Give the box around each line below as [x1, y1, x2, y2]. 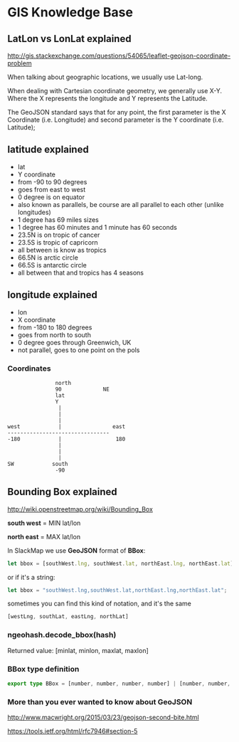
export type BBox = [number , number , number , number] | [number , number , [7, 680, 231, 687]
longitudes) [17, 208, 51, 216]
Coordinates [7, 364, 51, 373]
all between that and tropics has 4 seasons [17, 268, 144, 277]
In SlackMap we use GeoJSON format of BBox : [7, 546, 146, 555]
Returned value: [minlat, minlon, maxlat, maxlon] [7, 646, 149, 654]
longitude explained [7, 289, 97, 301]
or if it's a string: [7, 573, 55, 581]
